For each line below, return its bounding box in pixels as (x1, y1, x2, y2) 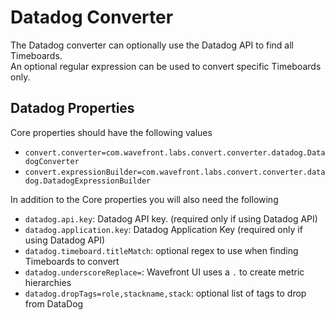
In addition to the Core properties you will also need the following (10, 193, 279, 205)
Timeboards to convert (24, 255, 120, 267)
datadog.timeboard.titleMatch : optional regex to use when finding (24, 244, 299, 256)
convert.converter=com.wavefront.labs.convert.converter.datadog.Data (24, 147, 326, 158)
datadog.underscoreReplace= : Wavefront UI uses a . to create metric (24, 266, 305, 278)
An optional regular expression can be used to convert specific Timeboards (10, 60, 322, 72)
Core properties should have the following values (10, 126, 213, 138)
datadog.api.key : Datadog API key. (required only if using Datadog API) (24, 212, 318, 225)
